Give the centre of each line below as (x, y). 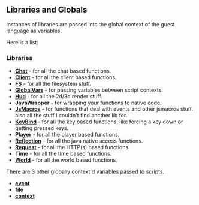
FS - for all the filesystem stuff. (53, 84)
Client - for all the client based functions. (66, 77)
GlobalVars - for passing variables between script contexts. (89, 90)
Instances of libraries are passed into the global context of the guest (91, 24)
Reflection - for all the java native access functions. (79, 141)
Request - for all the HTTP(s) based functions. (72, 147)
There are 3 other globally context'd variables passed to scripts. (85, 172)
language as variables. (34, 31)
